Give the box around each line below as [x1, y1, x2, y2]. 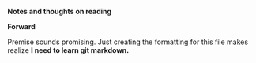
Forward [7, 22, 36, 31]
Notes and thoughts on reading [7, 7, 112, 16]
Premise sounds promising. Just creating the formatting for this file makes [7, 37, 249, 46]
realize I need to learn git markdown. [7, 46, 130, 54]
